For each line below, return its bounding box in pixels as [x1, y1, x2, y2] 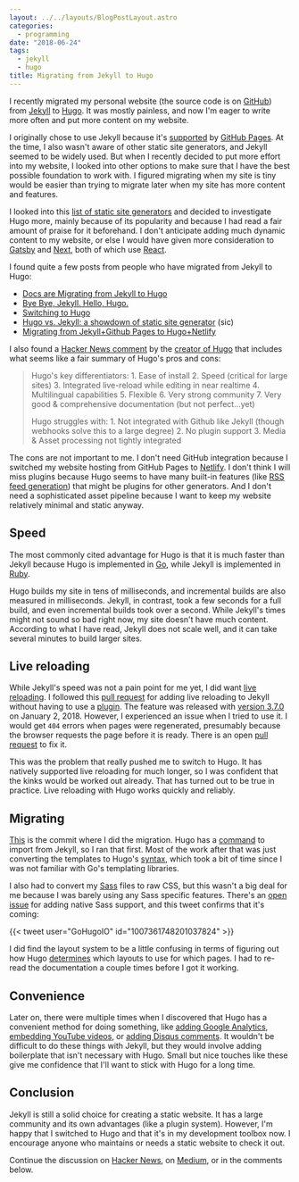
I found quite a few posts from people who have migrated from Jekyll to [9, 261, 273, 272]
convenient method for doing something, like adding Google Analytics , [9, 1021, 269, 1032]
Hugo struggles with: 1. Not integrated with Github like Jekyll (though [30, 416, 285, 427]
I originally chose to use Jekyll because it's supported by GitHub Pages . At [9, 131, 284, 143]
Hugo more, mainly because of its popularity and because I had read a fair [9, 215, 283, 226]
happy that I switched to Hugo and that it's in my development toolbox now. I [9, 1128, 291, 1138]
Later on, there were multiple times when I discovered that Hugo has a [9, 1012, 268, 1022]
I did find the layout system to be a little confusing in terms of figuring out [9, 944, 279, 954]
